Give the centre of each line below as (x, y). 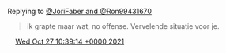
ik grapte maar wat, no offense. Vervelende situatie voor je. (123, 26)
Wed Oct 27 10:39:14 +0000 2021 (70, 41)
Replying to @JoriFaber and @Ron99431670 (79, 11)
